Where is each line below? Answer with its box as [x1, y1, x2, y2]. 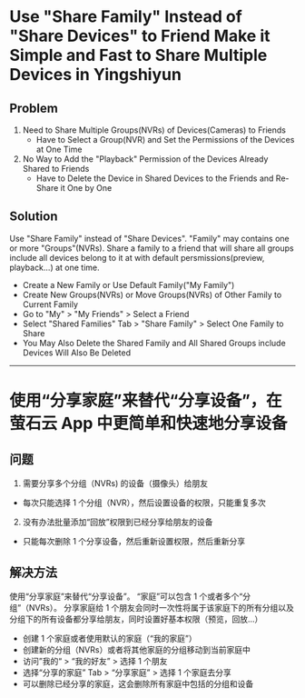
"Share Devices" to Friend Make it [9, 25, 271, 46]
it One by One [60, 183, 113, 193]
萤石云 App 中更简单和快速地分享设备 [9, 414, 288, 434]
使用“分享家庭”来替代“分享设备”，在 [9, 391, 283, 411]
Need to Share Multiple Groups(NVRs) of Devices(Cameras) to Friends [22, 125, 286, 135]
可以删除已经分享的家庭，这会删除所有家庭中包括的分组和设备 [22, 678, 254, 689]
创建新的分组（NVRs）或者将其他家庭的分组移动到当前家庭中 [22, 643, 251, 655]
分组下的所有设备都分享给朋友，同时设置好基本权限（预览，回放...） [9, 613, 263, 624]
